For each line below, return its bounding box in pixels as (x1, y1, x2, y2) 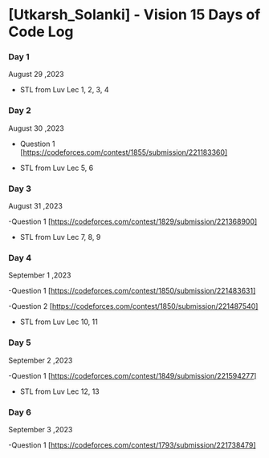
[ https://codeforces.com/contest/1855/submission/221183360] (19, 147, 228, 157)
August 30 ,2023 (8, 123, 64, 133)
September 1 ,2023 (8, 270, 71, 280)
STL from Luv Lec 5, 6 (19, 163, 94, 172)
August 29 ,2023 (8, 70, 64, 79)
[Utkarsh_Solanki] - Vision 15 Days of (8, 6, 261, 24)
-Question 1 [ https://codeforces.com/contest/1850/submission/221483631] (8, 286, 256, 296)
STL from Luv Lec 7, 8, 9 (19, 233, 101, 242)
